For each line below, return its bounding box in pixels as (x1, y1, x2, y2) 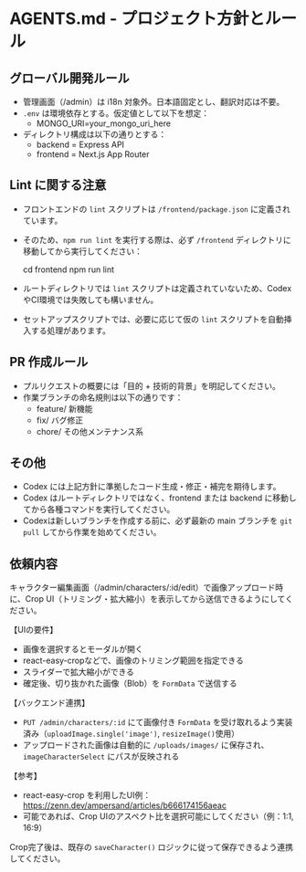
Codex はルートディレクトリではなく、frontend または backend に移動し (22, 492, 297, 503)
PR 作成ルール (9, 354, 89, 370)
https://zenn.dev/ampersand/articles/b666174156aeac (22, 800, 227, 811)
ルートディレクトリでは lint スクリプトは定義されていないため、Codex (22, 282, 292, 293)
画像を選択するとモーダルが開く (22, 644, 143, 655)
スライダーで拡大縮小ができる (22, 667, 135, 678)
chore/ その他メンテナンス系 (36, 425, 144, 436)
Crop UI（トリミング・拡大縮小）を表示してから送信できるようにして (25, 594, 286, 604)
